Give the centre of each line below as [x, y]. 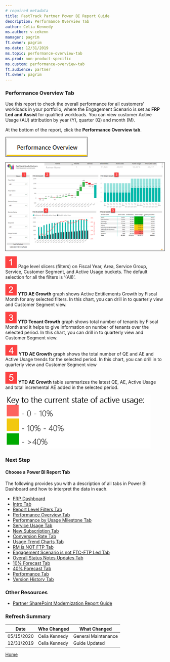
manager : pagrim [22, 37]
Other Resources [27, 592]
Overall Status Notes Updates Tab [48, 558]
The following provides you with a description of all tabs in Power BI [76, 483]
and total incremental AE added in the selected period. [62, 387]
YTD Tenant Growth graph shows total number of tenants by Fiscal [88, 322]
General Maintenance [95, 636]
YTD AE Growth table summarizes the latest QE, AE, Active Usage [87, 382]
